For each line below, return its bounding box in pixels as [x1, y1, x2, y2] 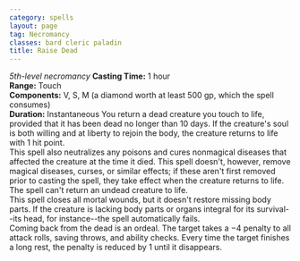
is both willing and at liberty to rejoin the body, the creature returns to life [9, 128, 279, 139]
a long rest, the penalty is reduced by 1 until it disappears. [9, 242, 222, 253]
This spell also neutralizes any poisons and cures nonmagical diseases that [9, 147, 287, 157]
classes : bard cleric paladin [9, 38, 123, 47]
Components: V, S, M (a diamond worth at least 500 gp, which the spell [9, 90, 275, 101]
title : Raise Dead [9, 46, 78, 55]
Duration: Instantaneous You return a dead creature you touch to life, [9, 109, 265, 120]
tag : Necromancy [9, 29, 70, 38]
